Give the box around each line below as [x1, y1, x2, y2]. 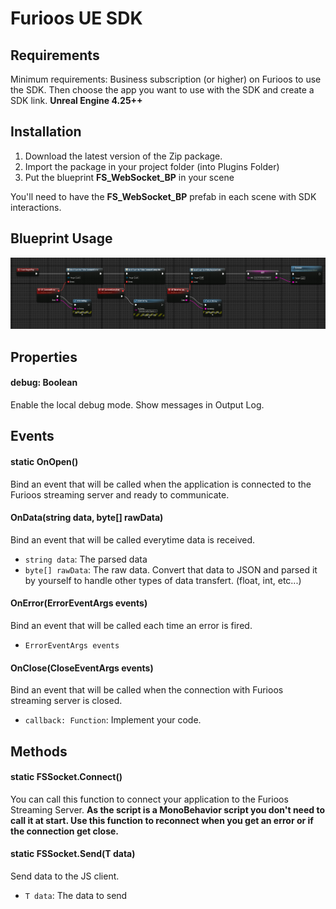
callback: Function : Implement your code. [24, 714, 202, 726]
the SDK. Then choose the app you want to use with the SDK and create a [10, 84, 315, 96]
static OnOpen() [10, 455, 79, 467]
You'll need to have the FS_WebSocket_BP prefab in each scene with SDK [10, 190, 317, 202]
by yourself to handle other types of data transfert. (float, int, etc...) [24, 574, 302, 586]
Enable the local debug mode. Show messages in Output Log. [10, 399, 265, 411]
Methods [10, 743, 68, 760]
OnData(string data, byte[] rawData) [10, 512, 164, 524]
